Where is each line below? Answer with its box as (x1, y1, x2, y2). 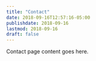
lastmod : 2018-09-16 (6, 25, 59, 32)
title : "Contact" (6, 8, 50, 15)
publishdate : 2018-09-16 (6, 20, 69, 26)
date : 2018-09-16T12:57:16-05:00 (6, 14, 91, 21)
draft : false (6, 31, 39, 37)
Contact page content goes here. (6, 48, 89, 55)
